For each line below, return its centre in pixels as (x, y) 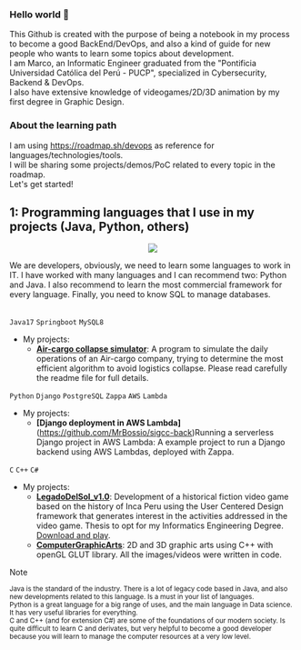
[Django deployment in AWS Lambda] (109, 423)
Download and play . (73, 535)
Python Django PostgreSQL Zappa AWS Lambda (89, 396)
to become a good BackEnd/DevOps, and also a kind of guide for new (140, 44)
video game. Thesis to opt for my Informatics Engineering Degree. (160, 525)
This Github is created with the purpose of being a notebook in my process (150, 35)
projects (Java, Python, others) (100, 226)
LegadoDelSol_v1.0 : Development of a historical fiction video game (162, 497)
